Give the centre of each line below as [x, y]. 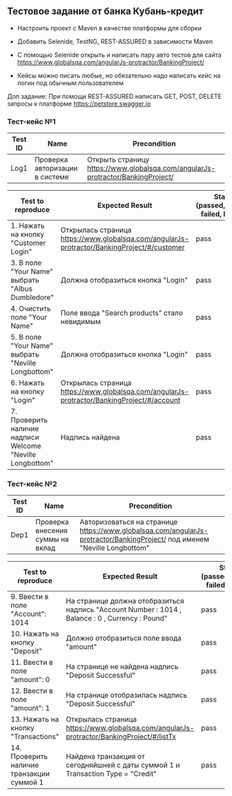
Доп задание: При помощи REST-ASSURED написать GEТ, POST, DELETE [115, 96]
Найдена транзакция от [105, 757]
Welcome [26, 446]
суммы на [52, 540]
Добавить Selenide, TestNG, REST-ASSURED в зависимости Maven [115, 41]
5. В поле [26, 337]
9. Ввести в [30, 597]
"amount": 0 [30, 680]
